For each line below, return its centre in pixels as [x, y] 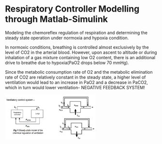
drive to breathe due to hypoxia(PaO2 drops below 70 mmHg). [67, 63]
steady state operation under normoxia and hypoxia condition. [67, 38]
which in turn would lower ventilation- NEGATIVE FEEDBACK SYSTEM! [75, 87]
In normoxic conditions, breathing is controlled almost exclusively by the [77, 47]
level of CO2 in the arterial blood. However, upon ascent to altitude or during [81, 52]
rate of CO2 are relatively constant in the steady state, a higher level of [75, 77]
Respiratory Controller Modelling [72, 9]
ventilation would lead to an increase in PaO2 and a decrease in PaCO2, [77, 82]
